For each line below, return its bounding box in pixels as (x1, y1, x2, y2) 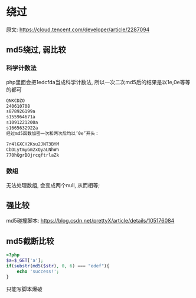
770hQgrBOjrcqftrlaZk (6, 152, 60, 158)
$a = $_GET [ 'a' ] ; (6, 257, 44, 264)
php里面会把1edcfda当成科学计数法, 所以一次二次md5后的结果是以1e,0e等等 (6, 78, 191, 85)
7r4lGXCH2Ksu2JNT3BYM (6, 141, 60, 147)
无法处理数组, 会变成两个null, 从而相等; (6, 181, 100, 188)
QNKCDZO (6, 98, 25, 104)
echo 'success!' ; (17, 269, 60, 274)
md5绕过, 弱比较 (6, 45, 66, 55)
